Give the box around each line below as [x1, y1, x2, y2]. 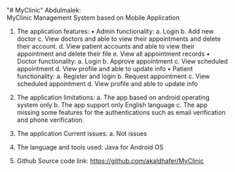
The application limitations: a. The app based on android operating [16, 93, 210, 102]
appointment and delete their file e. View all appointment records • [16, 49, 210, 58]
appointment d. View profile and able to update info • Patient [16, 65, 193, 73]
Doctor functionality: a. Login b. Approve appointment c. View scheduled [16, 57, 228, 66]
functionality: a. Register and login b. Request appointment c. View [16, 72, 210, 80]
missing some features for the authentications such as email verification [16, 109, 226, 116]
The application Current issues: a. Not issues [16, 130, 147, 137]
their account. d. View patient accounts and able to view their [16, 42, 195, 50]
